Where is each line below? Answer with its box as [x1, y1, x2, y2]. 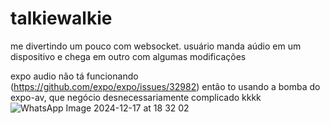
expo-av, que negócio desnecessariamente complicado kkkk [10, 91, 262, 103]
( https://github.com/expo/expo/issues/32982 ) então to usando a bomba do [10, 80, 321, 92]
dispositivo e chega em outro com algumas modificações [10, 50, 247, 62]
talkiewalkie [10, 7, 113, 30]
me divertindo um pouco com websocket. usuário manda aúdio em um [10, 40, 302, 52]
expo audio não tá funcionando [10, 70, 139, 82]
